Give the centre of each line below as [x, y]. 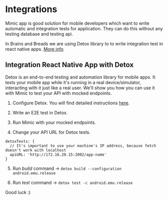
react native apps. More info [34, 49]
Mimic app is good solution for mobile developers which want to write [77, 23]
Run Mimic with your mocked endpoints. [54, 122]
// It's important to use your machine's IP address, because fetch [83, 146]
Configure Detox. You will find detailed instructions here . [71, 103]
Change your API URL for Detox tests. [51, 132]
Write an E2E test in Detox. [40, 112]
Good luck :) [18, 192]
